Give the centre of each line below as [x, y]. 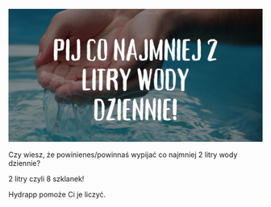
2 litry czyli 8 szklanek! [46, 179]
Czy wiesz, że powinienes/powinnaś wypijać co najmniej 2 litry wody [123, 155]
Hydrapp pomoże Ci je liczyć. [57, 195]
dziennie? [25, 164]
